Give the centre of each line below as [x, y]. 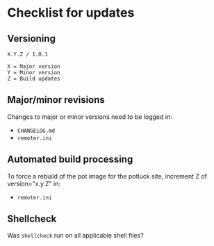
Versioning [31, 39]
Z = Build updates [34, 79]
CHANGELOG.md [36, 131]
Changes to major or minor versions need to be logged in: [90, 117]
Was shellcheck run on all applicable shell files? [75, 236]
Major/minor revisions [56, 100]
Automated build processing [70, 159]
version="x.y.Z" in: [34, 183]
